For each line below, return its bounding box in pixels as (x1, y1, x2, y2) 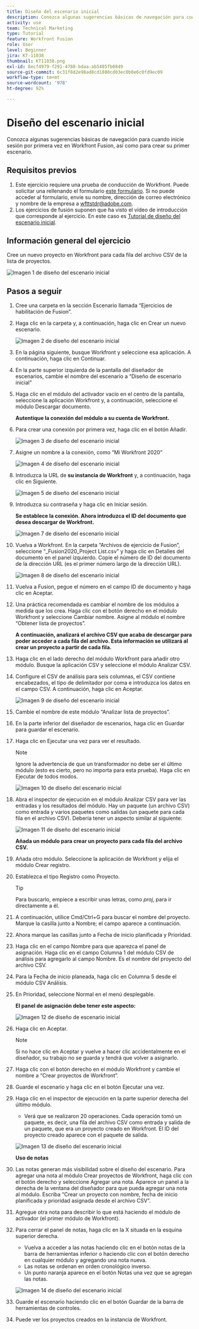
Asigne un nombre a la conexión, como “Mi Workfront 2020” (15, 449, 163, 456)
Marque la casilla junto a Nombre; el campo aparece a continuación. (15, 920, 181, 927)
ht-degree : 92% (6, 86, 44, 92)
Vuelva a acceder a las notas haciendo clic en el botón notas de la (24, 1244, 185, 1251)
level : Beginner (6, 47, 47, 53)
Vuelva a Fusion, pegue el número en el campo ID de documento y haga (15, 583, 191, 591)
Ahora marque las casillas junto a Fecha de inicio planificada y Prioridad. (15, 931, 192, 939)
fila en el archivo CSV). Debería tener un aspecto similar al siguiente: (15, 815, 182, 822)
